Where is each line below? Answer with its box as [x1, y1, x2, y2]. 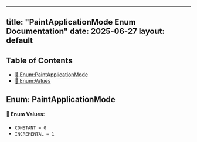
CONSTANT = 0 [14, 124, 47, 131]
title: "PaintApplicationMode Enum [6, 17, 136, 27]
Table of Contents [6, 55, 73, 65]
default [6, 36, 33, 46]
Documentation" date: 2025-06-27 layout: [6, 26, 165, 36]
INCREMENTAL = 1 [14, 131, 55, 137]
